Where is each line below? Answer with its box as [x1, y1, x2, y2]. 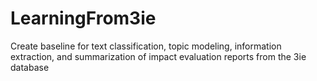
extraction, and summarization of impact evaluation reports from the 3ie [10, 50, 307, 62]
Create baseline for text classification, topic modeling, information [10, 40, 282, 52]
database [10, 61, 50, 73]
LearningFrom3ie [10, 7, 157, 30]
